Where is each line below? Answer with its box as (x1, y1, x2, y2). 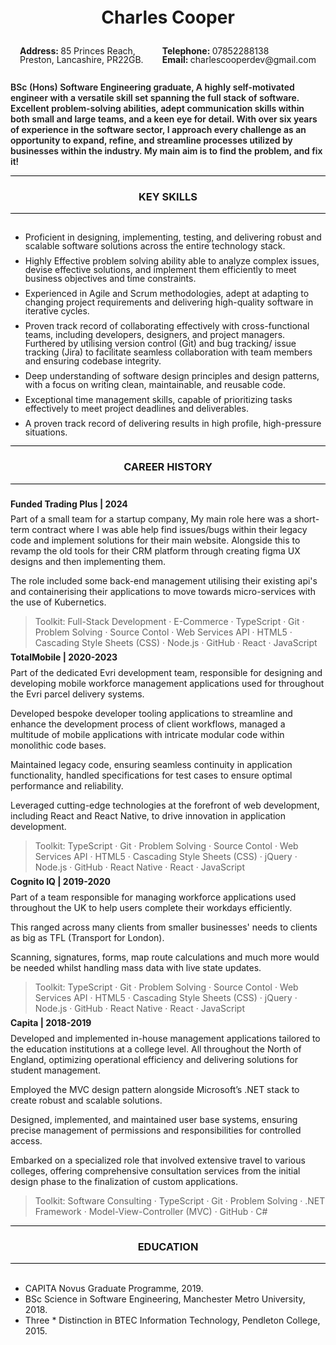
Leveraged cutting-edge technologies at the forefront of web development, (10, 799, 320, 812)
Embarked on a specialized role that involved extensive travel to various (10, 1154, 306, 1166)
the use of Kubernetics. (10, 596, 107, 608)
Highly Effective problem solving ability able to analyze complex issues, (24, 255, 320, 267)
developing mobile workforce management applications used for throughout (10, 678, 325, 690)
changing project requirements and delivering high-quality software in (24, 296, 314, 308)
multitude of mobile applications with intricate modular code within (10, 729, 285, 741)
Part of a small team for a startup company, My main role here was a (10, 513, 292, 525)
